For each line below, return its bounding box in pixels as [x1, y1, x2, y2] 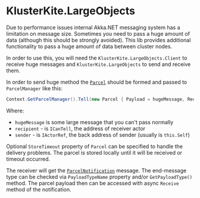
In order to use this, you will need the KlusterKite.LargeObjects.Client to [6, 54, 187, 61]
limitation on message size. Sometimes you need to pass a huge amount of [6, 30, 190, 37]
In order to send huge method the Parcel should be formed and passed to [6, 78, 187, 86]
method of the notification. [6, 186, 71, 193]
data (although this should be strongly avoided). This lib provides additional [6, 36, 191, 43]
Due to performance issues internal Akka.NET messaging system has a [6, 24, 180, 31]
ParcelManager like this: [6, 84, 62, 92]
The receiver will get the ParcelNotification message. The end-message [6, 166, 187, 174]
